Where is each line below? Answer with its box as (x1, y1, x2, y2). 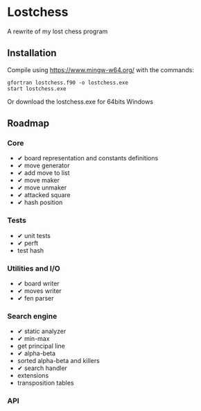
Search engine (7, 311, 58, 321)
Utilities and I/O (7, 263, 60, 273)
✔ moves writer (17, 287, 62, 295)
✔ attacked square (17, 191, 71, 199)
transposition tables (17, 379, 74, 387)
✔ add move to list (17, 169, 71, 177)
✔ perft (17, 239, 38, 247)
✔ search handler (17, 364, 68, 372)
